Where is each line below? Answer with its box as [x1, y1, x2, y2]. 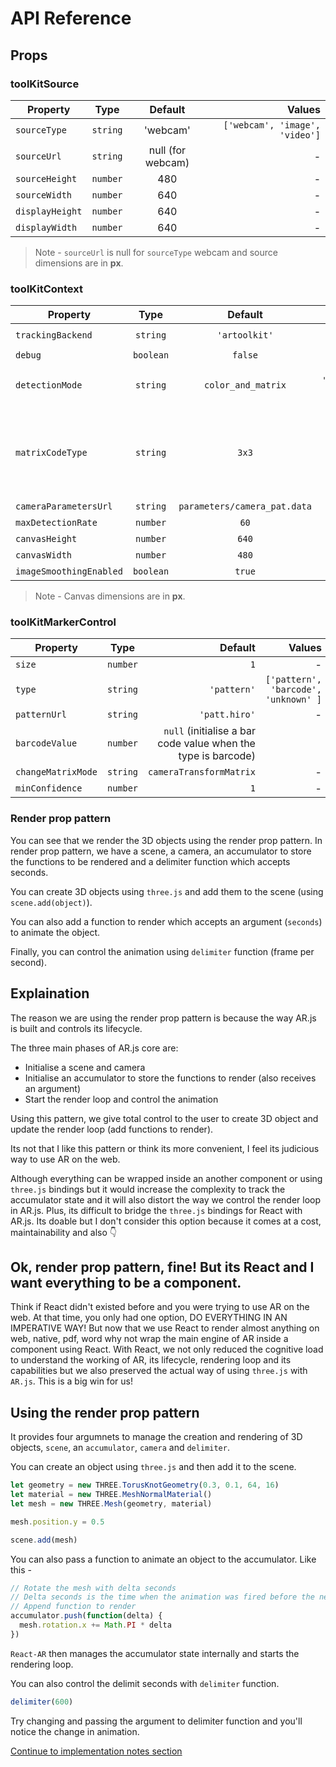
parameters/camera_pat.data [178, 501, 312, 512]
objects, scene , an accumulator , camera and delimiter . [10, 1442, 230, 1454]
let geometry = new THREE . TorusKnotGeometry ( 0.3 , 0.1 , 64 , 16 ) [10, 1480, 280, 1491]
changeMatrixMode [15, 767, 98, 778]
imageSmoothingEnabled [15, 566, 123, 577]
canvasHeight [15, 533, 78, 545]
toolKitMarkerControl [10, 615, 117, 629]
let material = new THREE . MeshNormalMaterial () [10, 1490, 213, 1500]
